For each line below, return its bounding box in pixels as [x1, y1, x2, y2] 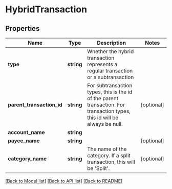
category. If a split [87, 152, 131, 159]
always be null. [87, 121, 123, 127]
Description [97, 40, 126, 46]
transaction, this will [87, 158, 135, 165]
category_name [8, 155, 47, 162]
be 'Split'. [87, 165, 110, 172]
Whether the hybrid [87, 48, 134, 55]
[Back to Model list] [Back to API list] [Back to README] [5, 178, 123, 184]
